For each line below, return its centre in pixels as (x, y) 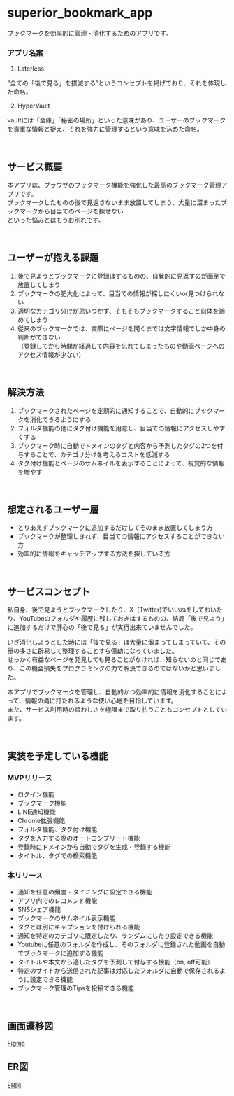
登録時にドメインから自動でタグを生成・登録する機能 (94, 846)
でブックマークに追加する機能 (60, 953)
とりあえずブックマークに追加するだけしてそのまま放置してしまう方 (115, 528)
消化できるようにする (60, 419)
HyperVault (34, 106)
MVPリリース (30, 778)
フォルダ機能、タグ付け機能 (57, 829)
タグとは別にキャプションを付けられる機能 (79, 927)
